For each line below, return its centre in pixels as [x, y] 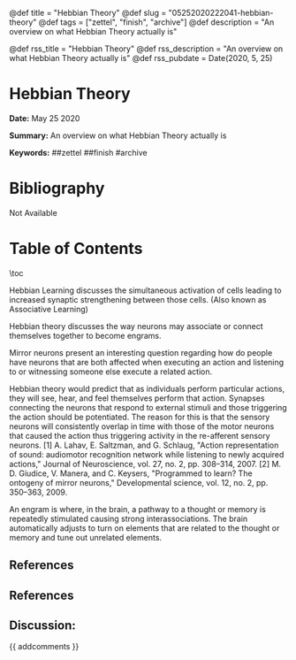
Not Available [33, 212]
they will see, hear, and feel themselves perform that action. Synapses [137, 398]
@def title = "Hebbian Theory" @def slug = [88, 13]
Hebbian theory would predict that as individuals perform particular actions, [147, 388]
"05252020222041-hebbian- [221, 13]
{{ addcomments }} [44, 647]
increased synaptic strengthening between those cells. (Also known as [138, 299]
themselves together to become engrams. [85, 335]
